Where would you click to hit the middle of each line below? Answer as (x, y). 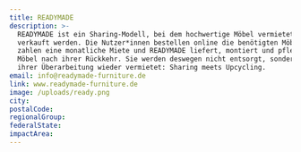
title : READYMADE (42, 17)
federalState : (36, 126)
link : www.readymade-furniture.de (74, 84)
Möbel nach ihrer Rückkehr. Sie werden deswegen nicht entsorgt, (142, 59)
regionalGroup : (38, 117)
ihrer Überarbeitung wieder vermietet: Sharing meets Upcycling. (142, 68)
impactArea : (31, 134)
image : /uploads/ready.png (60, 92)
